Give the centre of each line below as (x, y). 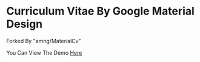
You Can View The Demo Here (44, 52)
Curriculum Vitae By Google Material (101, 11)
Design (25, 24)
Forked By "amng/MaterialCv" (44, 41)
